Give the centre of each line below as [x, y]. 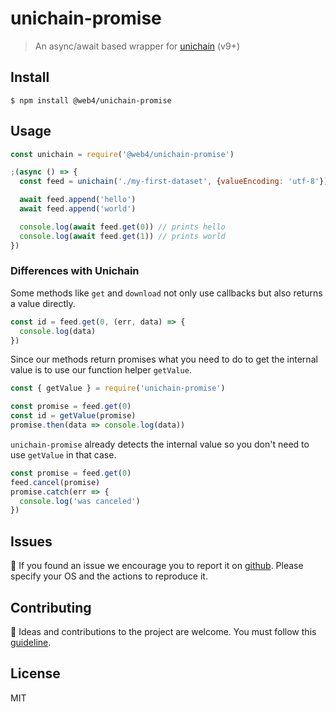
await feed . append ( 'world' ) [78, 209]
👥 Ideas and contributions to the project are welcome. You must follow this [163, 631]
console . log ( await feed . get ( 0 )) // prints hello [122, 227]
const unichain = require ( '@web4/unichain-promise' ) [122, 154]
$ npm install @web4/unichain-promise [91, 100]
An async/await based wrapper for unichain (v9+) [137, 46]
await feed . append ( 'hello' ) [78, 200]
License [35, 673]
